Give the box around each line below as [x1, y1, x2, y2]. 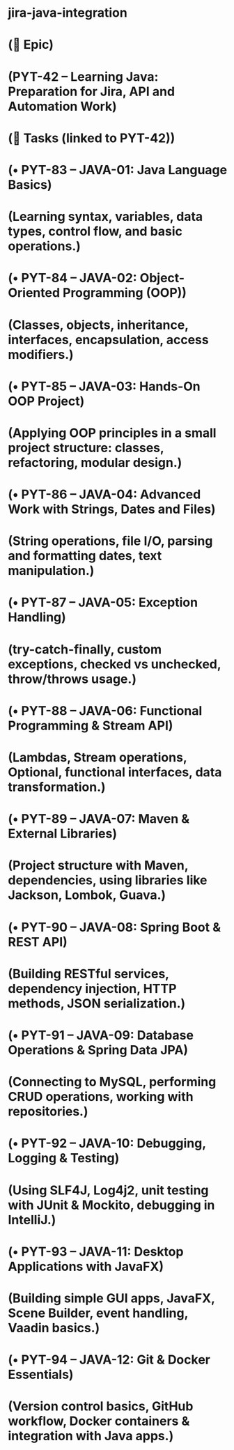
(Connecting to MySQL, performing [8, 1074, 217, 1090]
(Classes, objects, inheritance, [8, 317, 189, 332]
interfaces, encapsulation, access [8, 332, 209, 348]
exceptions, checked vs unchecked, [8, 656, 221, 672]
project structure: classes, [8, 440, 164, 456]
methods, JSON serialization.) [8, 995, 186, 1011]
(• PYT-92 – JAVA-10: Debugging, [8, 1136, 206, 1151]
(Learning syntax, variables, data [8, 209, 203, 224]
